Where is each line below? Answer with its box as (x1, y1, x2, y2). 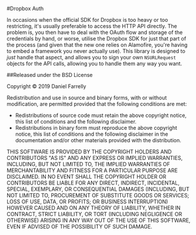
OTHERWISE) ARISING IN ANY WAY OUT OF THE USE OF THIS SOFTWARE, (6, 217, 191, 224)
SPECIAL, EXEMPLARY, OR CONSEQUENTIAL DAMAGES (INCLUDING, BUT (6, 186, 190, 193)
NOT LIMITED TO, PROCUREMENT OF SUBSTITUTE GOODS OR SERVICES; (6, 192, 190, 199)
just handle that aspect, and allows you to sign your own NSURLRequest (6, 54, 176, 61)
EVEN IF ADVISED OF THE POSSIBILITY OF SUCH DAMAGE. (6, 223, 152, 230)
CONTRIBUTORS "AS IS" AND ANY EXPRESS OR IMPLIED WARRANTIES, (6, 155, 183, 161)
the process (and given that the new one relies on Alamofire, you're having (6, 41, 188, 48)
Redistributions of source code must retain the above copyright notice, (15, 112, 187, 119)
